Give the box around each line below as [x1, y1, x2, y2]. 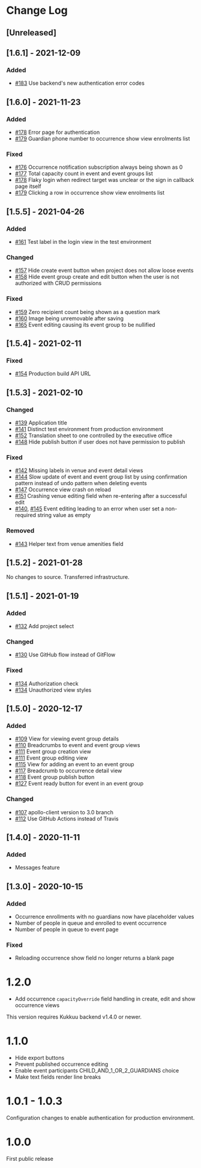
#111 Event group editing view [14, 754, 88, 761]
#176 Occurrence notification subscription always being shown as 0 [14, 163, 183, 171]
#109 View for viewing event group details [14, 735, 119, 742]
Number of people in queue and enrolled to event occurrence [14, 919, 167, 927]
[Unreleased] [6, 28, 57, 38]
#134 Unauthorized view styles [14, 686, 92, 694]
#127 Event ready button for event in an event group [14, 780, 144, 787]
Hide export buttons [14, 1055, 65, 1062]
